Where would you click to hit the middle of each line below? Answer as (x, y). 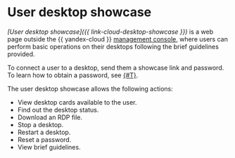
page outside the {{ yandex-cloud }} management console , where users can (118, 39)
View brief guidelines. (49, 147)
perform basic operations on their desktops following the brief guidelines (113, 46)
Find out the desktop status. (58, 110)
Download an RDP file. (50, 117)
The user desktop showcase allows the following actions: (90, 88)
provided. (21, 54)
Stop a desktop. (40, 124)
